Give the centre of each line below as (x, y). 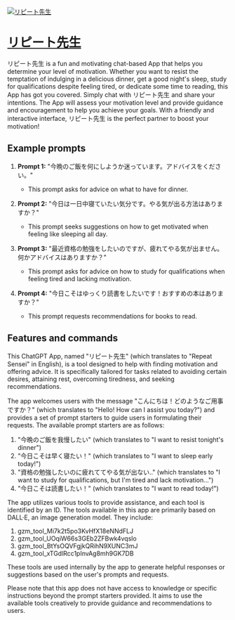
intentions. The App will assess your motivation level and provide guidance (115, 103)
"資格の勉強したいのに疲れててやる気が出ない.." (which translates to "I (119, 472)
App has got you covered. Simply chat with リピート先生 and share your (111, 94)
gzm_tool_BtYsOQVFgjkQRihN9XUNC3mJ (78, 545)
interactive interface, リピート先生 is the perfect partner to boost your (108, 118)
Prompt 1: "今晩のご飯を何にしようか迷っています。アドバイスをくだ (116, 166)
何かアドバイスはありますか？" (62, 257)
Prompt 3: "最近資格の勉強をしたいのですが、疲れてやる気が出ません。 (120, 248)
